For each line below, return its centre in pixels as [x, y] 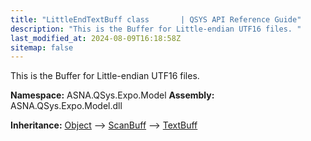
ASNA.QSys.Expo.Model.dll [66, 106]
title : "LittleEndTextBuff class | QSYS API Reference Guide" [156, 19]
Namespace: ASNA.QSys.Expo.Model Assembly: [112, 95]
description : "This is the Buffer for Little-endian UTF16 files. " [156, 29]
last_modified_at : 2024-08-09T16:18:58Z [96, 38]
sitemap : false [42, 47]
